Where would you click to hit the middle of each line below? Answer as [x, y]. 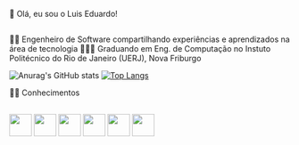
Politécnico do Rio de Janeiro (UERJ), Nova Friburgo [105, 59]
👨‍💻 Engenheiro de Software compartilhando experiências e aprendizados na [149, 39]
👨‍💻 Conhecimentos [45, 93]
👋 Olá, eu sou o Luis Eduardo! [63, 14]
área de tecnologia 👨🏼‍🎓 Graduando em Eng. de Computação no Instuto [140, 49]
